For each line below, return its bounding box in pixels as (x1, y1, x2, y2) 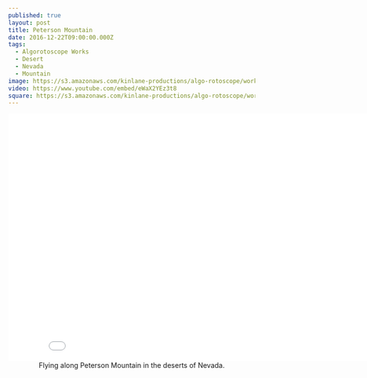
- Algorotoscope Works (15, 48, 89, 56)
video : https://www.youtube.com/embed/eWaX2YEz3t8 (8, 84, 177, 93)
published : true (8, 11, 61, 20)
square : (8, 92, 34, 100)
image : (8, 77, 30, 85)
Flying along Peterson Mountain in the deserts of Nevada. (38, 361, 225, 370)
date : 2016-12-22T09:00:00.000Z (8, 33, 114, 42)
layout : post (8, 19, 51, 27)
